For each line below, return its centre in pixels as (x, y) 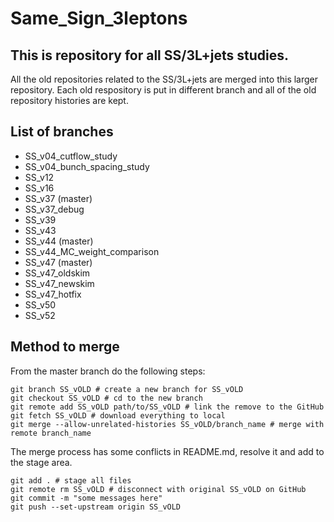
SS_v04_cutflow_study (71, 156)
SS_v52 (40, 315)
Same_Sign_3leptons (99, 18)
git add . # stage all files (71, 480)
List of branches (62, 132)
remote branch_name (51, 433)
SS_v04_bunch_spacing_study (87, 166)
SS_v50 (40, 304)
